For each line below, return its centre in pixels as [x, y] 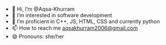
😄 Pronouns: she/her [38, 36]
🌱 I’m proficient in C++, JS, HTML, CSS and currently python [86, 21]
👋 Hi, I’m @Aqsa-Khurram [43, 9]
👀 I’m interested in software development [62, 15]
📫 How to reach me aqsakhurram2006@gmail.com [75, 28]
